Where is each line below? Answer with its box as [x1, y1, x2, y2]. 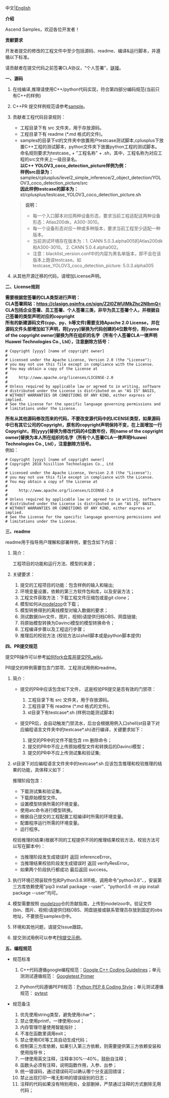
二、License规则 [5, 284, 40, 290]
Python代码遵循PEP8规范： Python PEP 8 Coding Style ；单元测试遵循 [20, 984, 164, 990]
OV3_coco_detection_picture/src [20, 180, 88, 186]
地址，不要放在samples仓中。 [12, 913, 74, 919]
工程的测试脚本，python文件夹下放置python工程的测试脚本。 [33, 144, 160, 149]
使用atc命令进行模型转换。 [20, 807, 75, 813]
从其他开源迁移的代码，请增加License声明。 [12, 273, 104, 279]
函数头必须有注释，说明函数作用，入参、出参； [20, 1062, 117, 1068]
